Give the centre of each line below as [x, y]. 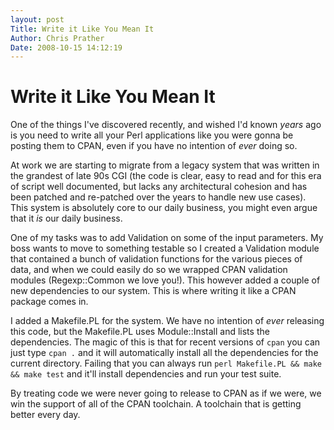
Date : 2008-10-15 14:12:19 [66, 47]
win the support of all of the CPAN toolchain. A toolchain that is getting [156, 404]
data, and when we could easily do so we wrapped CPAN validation [149, 270]
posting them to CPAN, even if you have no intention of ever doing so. [154, 146]
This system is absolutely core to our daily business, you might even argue [164, 208]
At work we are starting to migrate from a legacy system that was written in [165, 165]
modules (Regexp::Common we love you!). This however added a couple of [165, 280]
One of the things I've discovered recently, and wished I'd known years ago [166, 125]
